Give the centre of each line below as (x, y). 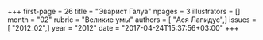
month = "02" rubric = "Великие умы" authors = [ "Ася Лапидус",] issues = (132, 20)
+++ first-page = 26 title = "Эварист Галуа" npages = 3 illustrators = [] (124, 11)
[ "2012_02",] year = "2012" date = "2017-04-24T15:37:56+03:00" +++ (123, 28)
